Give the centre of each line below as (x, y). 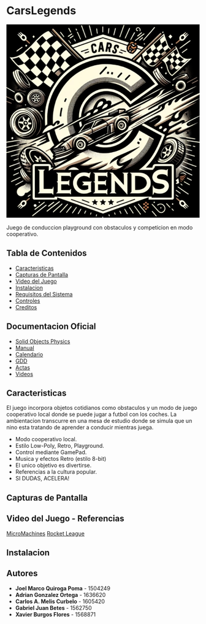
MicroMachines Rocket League (45, 533)
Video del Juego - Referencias (65, 519)
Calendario (29, 354)
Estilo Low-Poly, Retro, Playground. (59, 446)
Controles (28, 301)
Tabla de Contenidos (47, 253)
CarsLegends (41, 11)
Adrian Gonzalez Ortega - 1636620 (60, 595)
